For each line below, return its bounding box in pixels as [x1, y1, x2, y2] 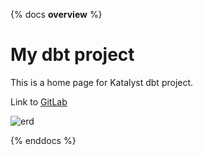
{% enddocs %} [10, 134, 77, 146]
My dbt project [10, 44, 135, 66]
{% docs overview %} [10, 9, 103, 20]
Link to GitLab [10, 95, 68, 108]
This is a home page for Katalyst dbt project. [10, 76, 194, 88]
